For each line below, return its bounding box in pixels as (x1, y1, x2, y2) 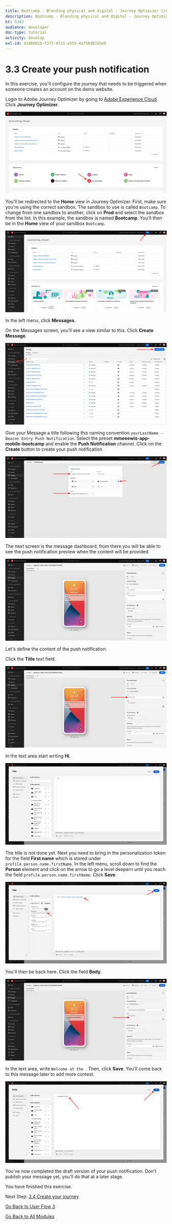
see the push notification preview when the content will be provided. (5, 549, 150, 555)
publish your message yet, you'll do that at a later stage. (5, 1174, 124, 1180)
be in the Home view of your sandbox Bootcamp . (5, 220, 106, 227)
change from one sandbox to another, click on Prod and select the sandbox (5, 210, 165, 216)
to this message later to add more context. (5, 1071, 95, 1078)
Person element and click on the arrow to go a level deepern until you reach (5, 866, 166, 873)
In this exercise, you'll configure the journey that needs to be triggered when (5, 80, 167, 87)
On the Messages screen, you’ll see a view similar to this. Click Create (5, 327, 154, 333)
